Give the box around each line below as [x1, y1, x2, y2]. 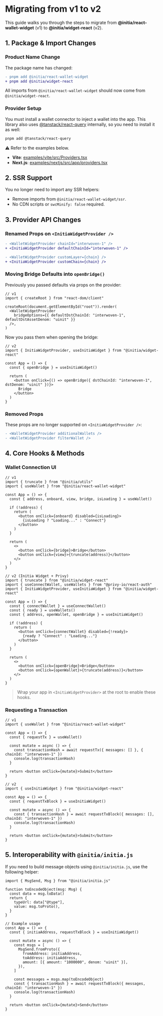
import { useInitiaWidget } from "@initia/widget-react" [5, 786, 124, 791]
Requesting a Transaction [5, 706, 68, 713]
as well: [5, 126, 21, 133]
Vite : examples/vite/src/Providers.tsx [12, 154, 88, 160]
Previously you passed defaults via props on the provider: [5, 282, 121, 288]
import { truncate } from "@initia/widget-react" [5, 578, 109, 583]
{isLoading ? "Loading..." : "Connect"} [23, 518, 106, 523]
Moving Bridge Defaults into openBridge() [5, 271, 105, 277]
